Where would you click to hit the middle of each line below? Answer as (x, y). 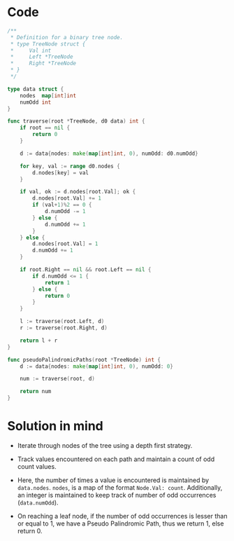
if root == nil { (45, 128)
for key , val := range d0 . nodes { (70, 166)
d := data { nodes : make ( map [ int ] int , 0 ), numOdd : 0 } (96, 366)
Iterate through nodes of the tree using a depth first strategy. (105, 445)
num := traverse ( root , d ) (58, 379)
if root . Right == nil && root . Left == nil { (86, 270)
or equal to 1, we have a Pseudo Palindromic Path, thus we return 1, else (120, 523)
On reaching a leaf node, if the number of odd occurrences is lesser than (122, 516)
